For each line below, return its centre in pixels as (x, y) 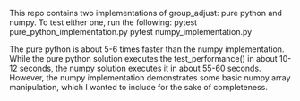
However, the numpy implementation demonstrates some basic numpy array (150, 78)
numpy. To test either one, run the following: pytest (103, 22)
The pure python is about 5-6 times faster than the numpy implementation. (147, 49)
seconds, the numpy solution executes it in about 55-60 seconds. (140, 68)
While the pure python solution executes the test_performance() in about (143, 59)
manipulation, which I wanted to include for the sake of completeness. (139, 87)
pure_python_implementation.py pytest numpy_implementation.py (131, 32)
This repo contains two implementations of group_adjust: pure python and (146, 13)
